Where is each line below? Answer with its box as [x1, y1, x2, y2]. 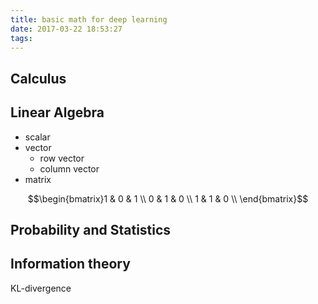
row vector [39, 152, 85, 164]
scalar [24, 131, 51, 143]
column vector [39, 162, 100, 175]
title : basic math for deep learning [10, 14, 168, 25]
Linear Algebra [10, 104, 105, 121]
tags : [10, 33, 33, 43]
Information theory [10, 256, 131, 273]
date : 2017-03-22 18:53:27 [10, 24, 123, 34]
